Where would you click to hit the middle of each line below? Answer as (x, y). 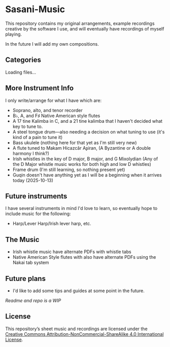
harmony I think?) (31, 153)
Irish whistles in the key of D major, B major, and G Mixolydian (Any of (85, 159)
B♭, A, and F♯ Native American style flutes (56, 116)
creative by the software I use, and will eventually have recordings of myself (85, 28)
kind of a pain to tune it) (38, 137)
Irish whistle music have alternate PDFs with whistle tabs (72, 252)
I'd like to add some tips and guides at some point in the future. (78, 291)
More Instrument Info (40, 88)
